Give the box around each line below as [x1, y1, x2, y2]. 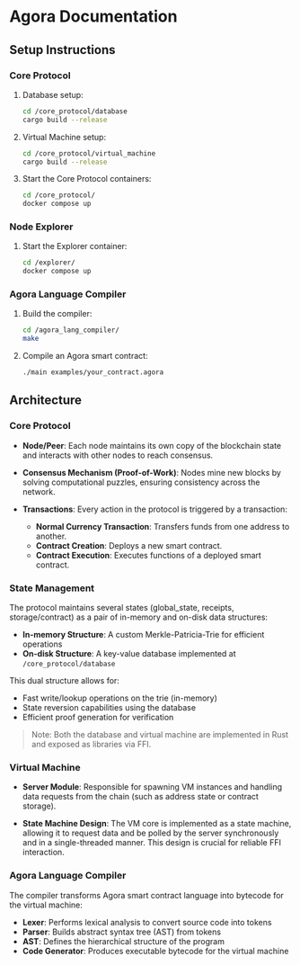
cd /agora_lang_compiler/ [22, 326, 119, 335]
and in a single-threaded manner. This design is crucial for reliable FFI [22, 837, 281, 848]
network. [22, 486, 56, 496]
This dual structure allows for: [9, 675, 119, 686]
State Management [9, 582, 95, 594]
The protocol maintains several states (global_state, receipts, [9, 603, 234, 613]
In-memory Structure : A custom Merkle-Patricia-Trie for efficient [22, 630, 265, 640]
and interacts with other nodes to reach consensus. [22, 450, 214, 460]
